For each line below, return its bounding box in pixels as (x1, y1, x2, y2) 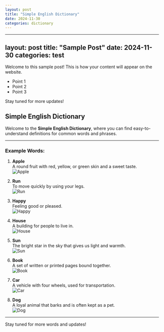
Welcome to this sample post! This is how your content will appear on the (5, 64, 152, 70)
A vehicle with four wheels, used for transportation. (12, 282, 116, 288)
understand (5, 130, 28, 137)
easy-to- (133, 125, 151, 131)
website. (5, 69, 22, 75)
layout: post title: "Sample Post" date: (5, 43, 123, 52)
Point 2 (12, 84, 27, 90)
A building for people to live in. (12, 223, 74, 229)
